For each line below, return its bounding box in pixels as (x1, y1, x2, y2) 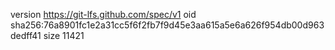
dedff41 (10, 30, 42, 41)
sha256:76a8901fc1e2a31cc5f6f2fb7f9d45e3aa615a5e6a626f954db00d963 (10, 19, 325, 31)
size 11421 (43, 30, 85, 41)
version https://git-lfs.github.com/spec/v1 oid (10, 9, 197, 20)
